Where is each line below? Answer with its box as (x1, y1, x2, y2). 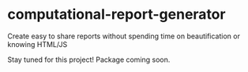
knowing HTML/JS (7, 39, 68, 49)
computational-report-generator (7, 5, 226, 23)
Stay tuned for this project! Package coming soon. (7, 55, 171, 64)
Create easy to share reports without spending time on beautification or (7, 31, 240, 41)
